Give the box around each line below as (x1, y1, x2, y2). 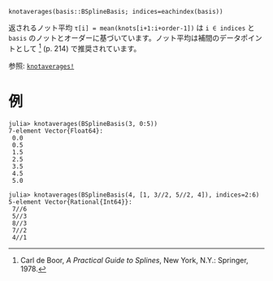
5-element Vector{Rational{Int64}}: (8, 197, 132, 206)
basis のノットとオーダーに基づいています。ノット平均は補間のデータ (8, 33, 241, 42)
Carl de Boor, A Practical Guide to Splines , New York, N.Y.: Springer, (19, 255, 249, 265)
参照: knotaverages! (8, 61, 75, 71)
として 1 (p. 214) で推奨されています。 (15, 42, 141, 53)
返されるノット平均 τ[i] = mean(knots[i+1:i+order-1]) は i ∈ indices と (8, 23, 255, 32)
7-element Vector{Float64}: (8, 127, 104, 135)
